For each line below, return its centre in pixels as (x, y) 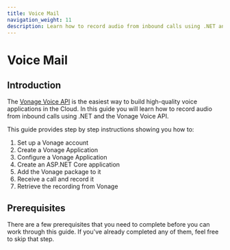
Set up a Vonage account (53, 143)
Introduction (34, 85)
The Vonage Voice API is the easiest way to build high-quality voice (102, 102)
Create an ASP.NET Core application (68, 164)
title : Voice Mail (33, 13)
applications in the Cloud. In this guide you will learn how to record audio (110, 109)
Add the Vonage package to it (59, 172)
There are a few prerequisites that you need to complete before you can (108, 225)
